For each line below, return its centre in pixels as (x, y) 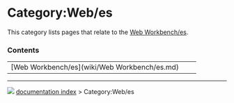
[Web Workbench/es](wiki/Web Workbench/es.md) (95, 68)
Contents (23, 50)
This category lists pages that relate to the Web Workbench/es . (98, 32)
